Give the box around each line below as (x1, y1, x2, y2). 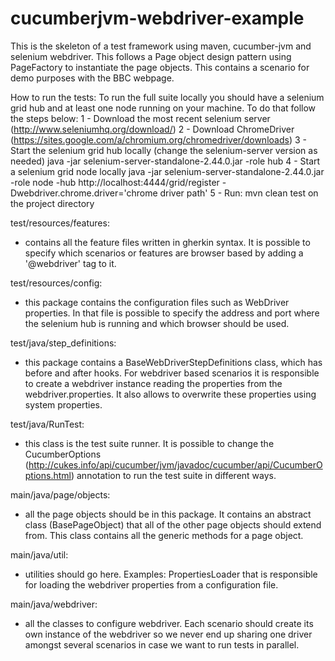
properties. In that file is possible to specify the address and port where (24, 307, 320, 319)
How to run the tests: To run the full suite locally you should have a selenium (10, 91, 325, 103)
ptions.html (24, 469, 72, 481)
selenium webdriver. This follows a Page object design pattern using (10, 50, 292, 62)
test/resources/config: (10, 277, 103, 289)
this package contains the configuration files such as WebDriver (24, 296, 290, 308)
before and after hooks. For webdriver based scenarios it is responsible (24, 367, 320, 379)
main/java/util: (10, 548, 69, 561)
